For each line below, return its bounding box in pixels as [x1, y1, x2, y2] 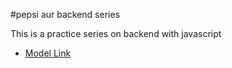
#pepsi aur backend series [10, 9, 121, 20]
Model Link [24, 47, 72, 59]
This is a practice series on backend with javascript [10, 28, 222, 39]
